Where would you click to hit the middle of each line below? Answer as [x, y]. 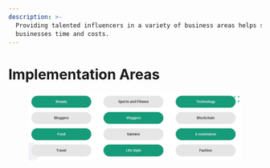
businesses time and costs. [63, 34]
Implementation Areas [84, 74]
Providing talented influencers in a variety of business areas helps [136, 25]
